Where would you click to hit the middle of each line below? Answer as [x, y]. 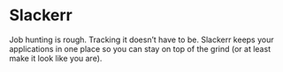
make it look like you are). [56, 58]
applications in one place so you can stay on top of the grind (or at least [140, 48]
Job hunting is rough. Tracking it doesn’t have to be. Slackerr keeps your [141, 40]
